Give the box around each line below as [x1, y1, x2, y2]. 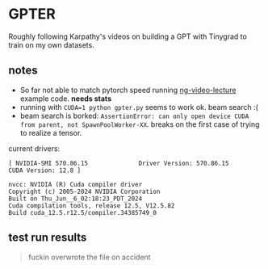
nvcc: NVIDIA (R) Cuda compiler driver [8, 180, 143, 188]
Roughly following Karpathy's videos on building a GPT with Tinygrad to [8, 32, 248, 41]
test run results [8, 231, 87, 245]
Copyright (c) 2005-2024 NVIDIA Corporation [8, 187, 161, 195]
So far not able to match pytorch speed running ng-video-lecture [19, 85, 237, 95]
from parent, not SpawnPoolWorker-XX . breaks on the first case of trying [19, 119, 260, 129]
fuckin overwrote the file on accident [27, 252, 151, 262]
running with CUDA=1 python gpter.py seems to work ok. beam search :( [19, 102, 258, 111]
